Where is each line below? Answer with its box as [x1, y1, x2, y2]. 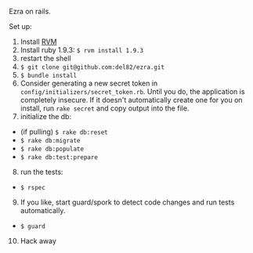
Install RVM [20, 37, 57, 46]
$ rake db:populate [20, 145, 85, 153]
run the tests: [20, 168, 63, 176]
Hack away [20, 237, 57, 245]
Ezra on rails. [9, 7, 52, 16]
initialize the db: [20, 112, 72, 121]
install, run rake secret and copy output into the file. [20, 103, 190, 113]
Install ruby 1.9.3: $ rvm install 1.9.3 [20, 45, 144, 54]
